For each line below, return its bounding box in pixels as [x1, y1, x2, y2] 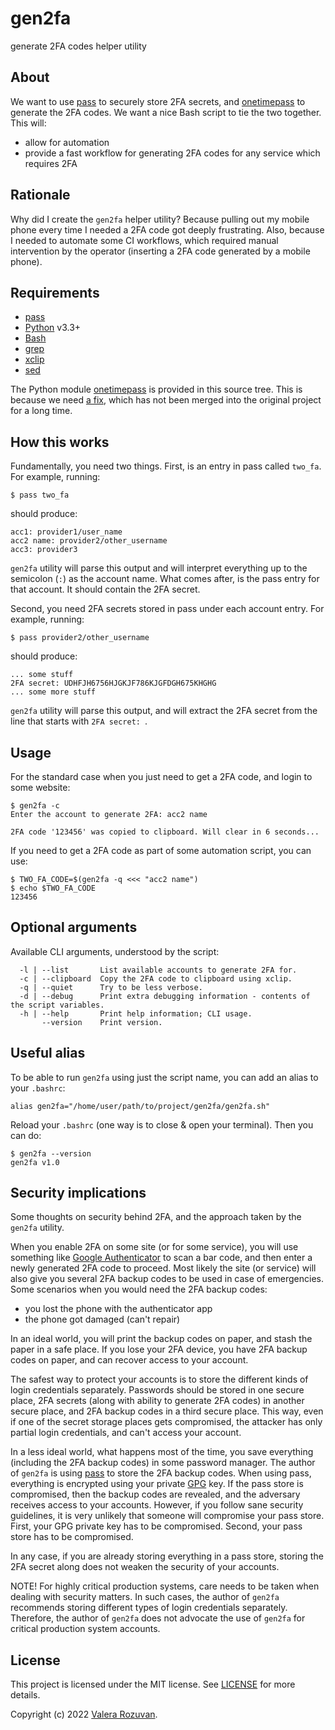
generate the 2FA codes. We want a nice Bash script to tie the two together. [10, 106, 322, 118]
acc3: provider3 [10, 545, 78, 555]
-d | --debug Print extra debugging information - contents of [19, 991, 311, 1001]
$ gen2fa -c [10, 801, 60, 811]
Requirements [10, 284, 100, 301]
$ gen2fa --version [10, 1148, 92, 1159]
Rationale [10, 187, 71, 204]
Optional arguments [10, 919, 138, 936]
